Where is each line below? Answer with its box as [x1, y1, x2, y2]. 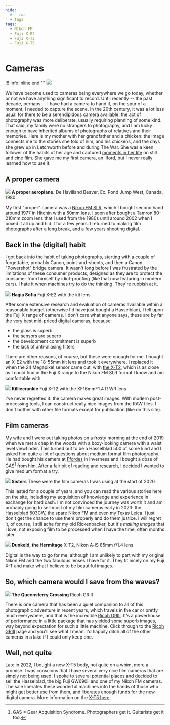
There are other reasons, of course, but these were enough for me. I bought [5, 354, 163, 360]
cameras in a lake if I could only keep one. [5, 634, 93, 640]
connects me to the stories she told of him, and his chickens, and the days [5, 138, 160, 144]
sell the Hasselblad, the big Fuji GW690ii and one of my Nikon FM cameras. [5, 678, 163, 684]
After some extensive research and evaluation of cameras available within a [5, 301, 163, 308]
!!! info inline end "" [5, 80, 46, 86]
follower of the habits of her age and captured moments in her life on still [5, 149, 157, 155]
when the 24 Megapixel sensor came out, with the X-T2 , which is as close [5, 364, 159, 370]
